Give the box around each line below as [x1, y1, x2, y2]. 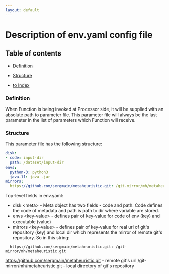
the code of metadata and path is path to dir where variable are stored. [12, 208, 159, 214]
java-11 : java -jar [10, 174, 51, 179]
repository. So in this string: [12, 235, 70, 241]
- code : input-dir [5, 155, 44, 160]
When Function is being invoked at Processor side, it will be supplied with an [5, 106, 164, 112]
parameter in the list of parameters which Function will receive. [5, 117, 136, 123]
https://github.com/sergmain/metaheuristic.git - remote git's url [5, 258, 137, 264]
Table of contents [5, 49, 61, 58]
